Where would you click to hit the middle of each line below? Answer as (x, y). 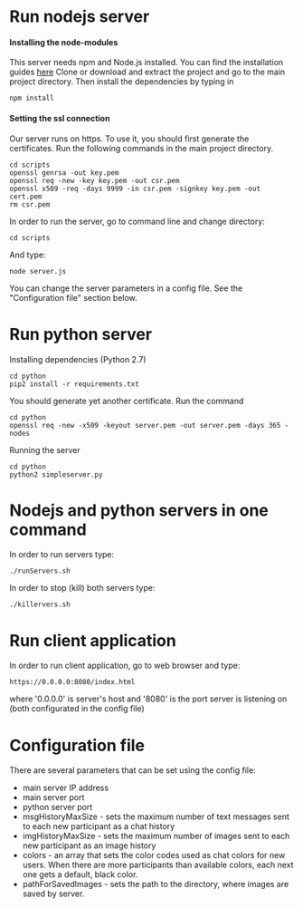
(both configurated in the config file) (77, 709)
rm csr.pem (30, 204)
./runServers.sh (40, 571)
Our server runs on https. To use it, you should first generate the (129, 139)
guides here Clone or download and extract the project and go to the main (147, 72)
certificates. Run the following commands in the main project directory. (142, 148)
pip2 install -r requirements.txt (75, 384)
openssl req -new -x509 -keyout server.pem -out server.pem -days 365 (145, 425)
